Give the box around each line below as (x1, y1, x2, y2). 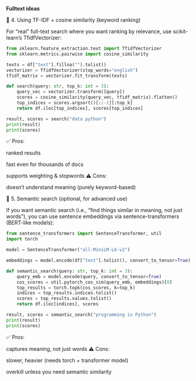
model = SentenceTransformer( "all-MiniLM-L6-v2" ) (6, 247, 131, 253)
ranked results (6, 149, 41, 157)
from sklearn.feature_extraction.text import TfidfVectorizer (6, 45, 162, 51)
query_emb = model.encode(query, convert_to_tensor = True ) (16, 273, 162, 279)
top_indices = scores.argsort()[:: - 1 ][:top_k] (16, 100, 133, 106)
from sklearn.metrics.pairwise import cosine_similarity (6, 51, 149, 57)
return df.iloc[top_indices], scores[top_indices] (16, 105, 144, 111)
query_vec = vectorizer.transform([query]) (16, 89, 125, 95)
